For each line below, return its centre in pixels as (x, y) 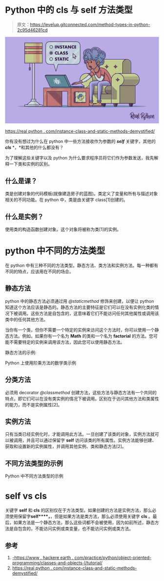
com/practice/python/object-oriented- (113, 558)
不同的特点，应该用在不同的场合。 (39, 271)
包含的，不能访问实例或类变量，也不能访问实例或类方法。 (75, 529)
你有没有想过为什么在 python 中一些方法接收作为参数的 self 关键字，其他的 (81, 141)
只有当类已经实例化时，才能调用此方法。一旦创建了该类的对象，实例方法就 (80, 434)
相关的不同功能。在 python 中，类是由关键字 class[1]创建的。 (66, 200)
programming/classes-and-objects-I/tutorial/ (57, 563)
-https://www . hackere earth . (43, 558)
